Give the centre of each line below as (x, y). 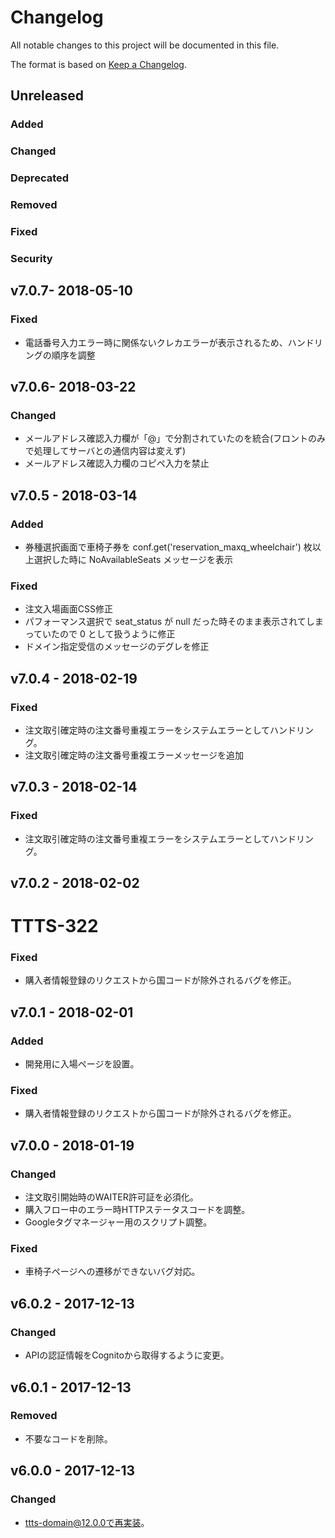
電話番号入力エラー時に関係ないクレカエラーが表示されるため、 (156, 342)
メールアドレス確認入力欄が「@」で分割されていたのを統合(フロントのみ (175, 438)
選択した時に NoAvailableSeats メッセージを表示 (133, 559)
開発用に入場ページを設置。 (82, 1064)
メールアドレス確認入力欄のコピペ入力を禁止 (117, 463)
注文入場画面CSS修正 (68, 609)
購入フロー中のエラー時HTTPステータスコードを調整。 (137, 1210)
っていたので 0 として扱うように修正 (100, 634)
